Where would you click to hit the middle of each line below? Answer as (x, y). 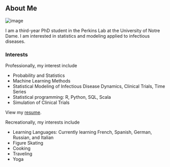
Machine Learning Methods (41, 81)
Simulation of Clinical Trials (41, 103)
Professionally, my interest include (41, 66)
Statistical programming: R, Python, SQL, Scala (62, 97)
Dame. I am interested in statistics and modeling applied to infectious (78, 36)
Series (19, 92)
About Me (21, 8)
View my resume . (23, 113)
